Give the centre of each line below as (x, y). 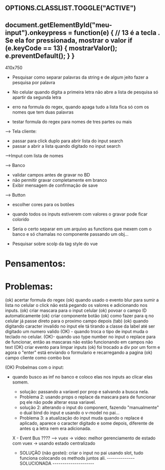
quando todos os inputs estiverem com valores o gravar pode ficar (80, 214)
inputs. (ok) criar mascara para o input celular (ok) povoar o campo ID (76, 310)
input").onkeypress (36, 32)
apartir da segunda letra (37, 97)
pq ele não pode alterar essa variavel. (58, 402)
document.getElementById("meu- (59, 25)
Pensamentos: (35, 264)
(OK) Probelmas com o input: (34, 367)
